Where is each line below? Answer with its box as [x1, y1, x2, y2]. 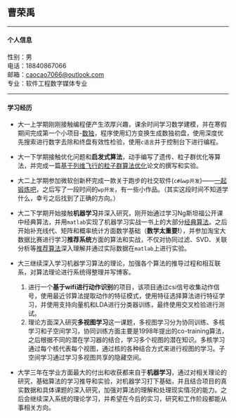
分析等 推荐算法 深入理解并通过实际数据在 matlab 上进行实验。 [17, 244, 191, 253]
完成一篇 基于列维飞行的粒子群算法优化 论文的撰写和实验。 [36, 161, 202, 170]
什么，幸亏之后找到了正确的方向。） [17, 194, 119, 203]
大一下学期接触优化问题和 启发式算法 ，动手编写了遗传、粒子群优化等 [17, 153, 215, 161]
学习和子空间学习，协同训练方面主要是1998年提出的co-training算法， [27, 327, 228, 336]
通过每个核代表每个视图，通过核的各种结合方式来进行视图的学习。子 [27, 344, 225, 353]
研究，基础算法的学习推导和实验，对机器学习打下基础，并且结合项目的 [17, 377, 221, 386]
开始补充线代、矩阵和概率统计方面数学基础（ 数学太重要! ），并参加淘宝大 [17, 227, 226, 235]
